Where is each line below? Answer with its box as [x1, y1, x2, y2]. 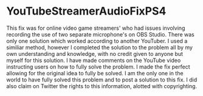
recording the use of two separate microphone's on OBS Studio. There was [6, 30, 194, 38]
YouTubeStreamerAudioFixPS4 [6, 4, 167, 18]
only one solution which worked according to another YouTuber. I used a [6, 37, 188, 44]
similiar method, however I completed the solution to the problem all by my [6, 44, 193, 51]
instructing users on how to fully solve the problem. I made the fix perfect [6, 63, 190, 70]
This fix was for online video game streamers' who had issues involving [6, 24, 185, 32]
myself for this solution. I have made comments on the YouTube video [6, 57, 181, 64]
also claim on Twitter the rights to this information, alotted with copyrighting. [6, 82, 198, 89]
